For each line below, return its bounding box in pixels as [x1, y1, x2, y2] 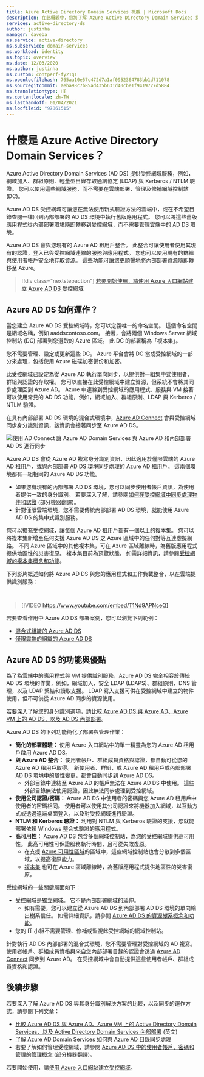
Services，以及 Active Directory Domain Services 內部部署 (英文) [15, 1028, 178, 1035]
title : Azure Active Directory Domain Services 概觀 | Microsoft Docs [6, 9, 187, 15]
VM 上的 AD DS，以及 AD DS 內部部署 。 [6, 716, 107, 723]
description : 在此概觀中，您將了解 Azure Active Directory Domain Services [6, 15, 193, 21]
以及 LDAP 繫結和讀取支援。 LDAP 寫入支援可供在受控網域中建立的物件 [16, 687, 194, 695]
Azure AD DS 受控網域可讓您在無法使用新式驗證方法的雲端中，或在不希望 [6, 205, 189, 213]
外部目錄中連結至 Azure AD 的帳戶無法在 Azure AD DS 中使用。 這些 [24, 780, 195, 787]
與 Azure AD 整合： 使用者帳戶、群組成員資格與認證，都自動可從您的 [15, 756, 188, 764]
